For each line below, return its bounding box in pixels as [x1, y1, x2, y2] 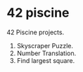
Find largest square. [16, 56, 75, 64]
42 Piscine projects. [6, 28, 65, 36]
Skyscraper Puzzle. [16, 41, 74, 50]
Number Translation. [16, 49, 77, 57]
